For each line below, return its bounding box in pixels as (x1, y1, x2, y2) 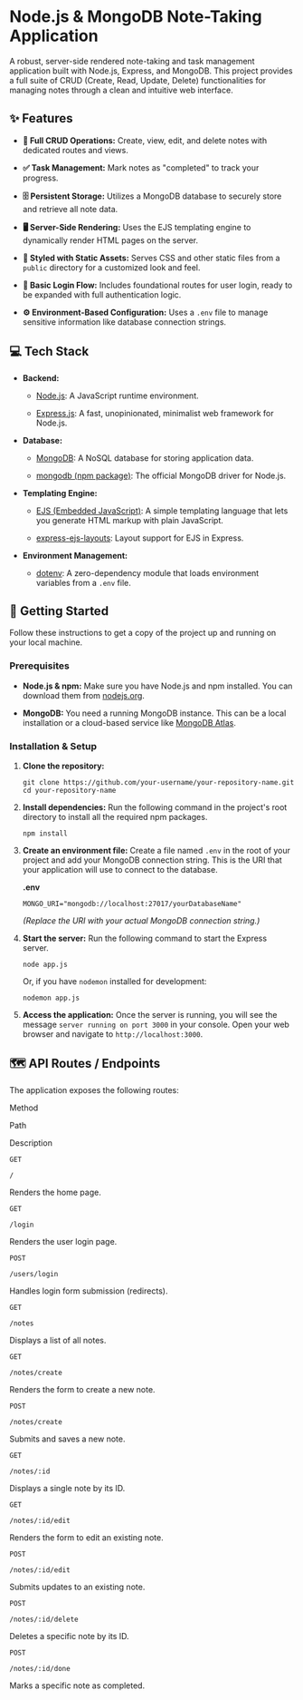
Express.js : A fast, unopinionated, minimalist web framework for (35, 407, 274, 418)
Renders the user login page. (9, 1236, 118, 1246)
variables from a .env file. (35, 577, 131, 588)
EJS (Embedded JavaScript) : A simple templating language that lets (35, 505, 289, 516)
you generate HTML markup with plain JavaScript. (35, 514, 224, 525)
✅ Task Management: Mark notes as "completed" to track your (22, 161, 260, 173)
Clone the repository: (22, 760, 105, 771)
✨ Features (9, 111, 73, 126)
